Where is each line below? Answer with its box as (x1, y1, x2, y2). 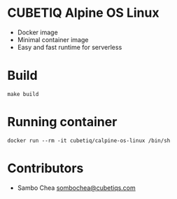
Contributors (7, 160, 84, 176)
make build (7, 90, 39, 97)
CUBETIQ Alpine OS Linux (7, 5, 160, 21)
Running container (7, 114, 118, 130)
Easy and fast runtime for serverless (17, 43, 122, 51)
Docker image (17, 28, 58, 36)
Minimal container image (17, 35, 89, 43)
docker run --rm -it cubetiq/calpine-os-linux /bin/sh (7, 137, 171, 144)
